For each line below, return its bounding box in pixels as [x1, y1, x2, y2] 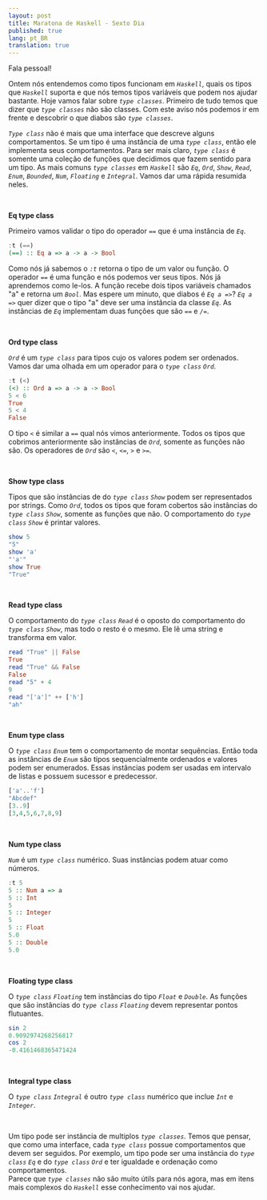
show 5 [8, 534, 30, 542]
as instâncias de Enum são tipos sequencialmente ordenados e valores [8, 755, 238, 764]
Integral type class [8, 1077, 72, 1086]
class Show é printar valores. [8, 517, 101, 527]
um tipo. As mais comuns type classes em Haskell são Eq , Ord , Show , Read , [8, 163, 252, 172]
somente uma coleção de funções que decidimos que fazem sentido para [8, 154, 252, 164]
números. [8, 863, 40, 873]
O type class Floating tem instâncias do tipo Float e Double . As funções [8, 991, 248, 1001]
